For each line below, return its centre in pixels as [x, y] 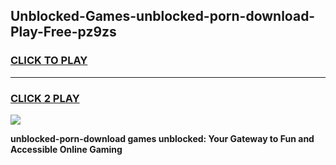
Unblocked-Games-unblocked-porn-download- [163, 16]
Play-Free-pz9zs [63, 32]
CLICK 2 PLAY [45, 98]
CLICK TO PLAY [49, 61]
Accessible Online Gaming [66, 149]
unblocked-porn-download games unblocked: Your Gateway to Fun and [162, 138]
